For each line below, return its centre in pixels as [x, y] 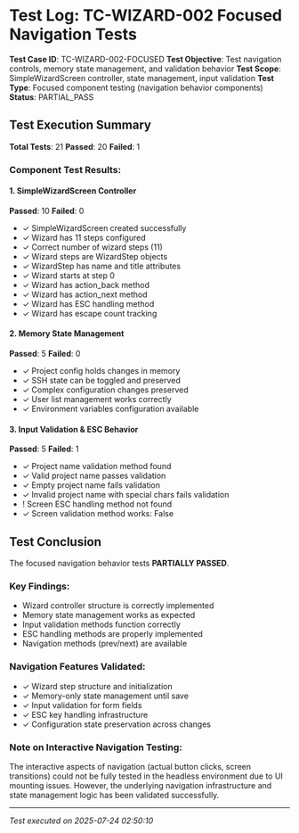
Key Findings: [40, 587]
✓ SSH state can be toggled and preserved [101, 381]
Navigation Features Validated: [77, 667]
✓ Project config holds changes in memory [101, 371]
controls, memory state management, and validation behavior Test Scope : [145, 69]
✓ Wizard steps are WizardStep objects [95, 256]
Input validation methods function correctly [101, 624]
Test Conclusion [56, 542]
